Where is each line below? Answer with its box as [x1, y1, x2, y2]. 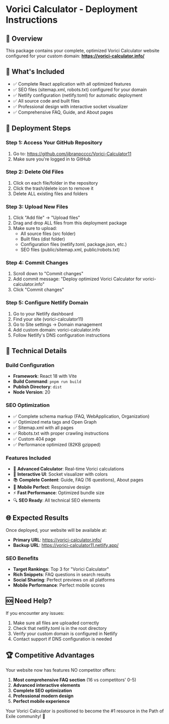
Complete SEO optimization [13, 687, 72, 693]
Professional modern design [13, 693, 74, 699]
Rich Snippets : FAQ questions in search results [13, 572, 111, 578]
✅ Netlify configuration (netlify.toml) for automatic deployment [13, 92, 143, 98]
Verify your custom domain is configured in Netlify [13, 630, 118, 636]
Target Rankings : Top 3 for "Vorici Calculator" [13, 566, 109, 572]
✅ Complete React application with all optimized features [13, 81, 131, 87]
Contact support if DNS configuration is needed [13, 635, 112, 642]
